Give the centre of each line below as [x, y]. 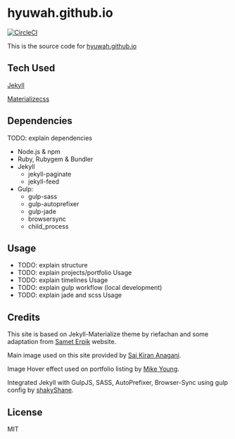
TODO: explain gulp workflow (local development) [90, 288]
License [25, 412]
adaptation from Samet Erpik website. [62, 342]
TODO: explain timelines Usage [63, 280]
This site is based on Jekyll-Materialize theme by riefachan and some [108, 334]
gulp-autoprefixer [53, 204]
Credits [24, 317]
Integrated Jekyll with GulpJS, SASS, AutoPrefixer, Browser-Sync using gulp [118, 383]
